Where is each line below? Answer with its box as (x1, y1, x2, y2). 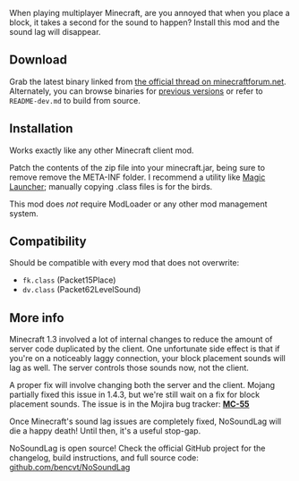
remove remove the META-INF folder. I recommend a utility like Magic (9, 172, 266, 182)
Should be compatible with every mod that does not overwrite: (9, 257, 240, 268)
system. (9, 207, 38, 218)
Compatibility (9, 234, 87, 249)
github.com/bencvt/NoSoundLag (9, 462, 131, 473)
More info (9, 310, 64, 325)
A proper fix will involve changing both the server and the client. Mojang (9, 380, 276, 391)
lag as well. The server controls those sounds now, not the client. (9, 362, 249, 374)
